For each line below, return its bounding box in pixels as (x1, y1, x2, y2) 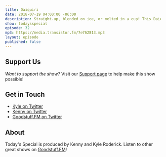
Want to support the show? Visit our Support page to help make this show (5, 71, 156, 77)
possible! (5, 76, 24, 82)
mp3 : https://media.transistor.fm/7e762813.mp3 (5, 30, 105, 35)
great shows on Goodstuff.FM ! (5, 147, 67, 153)
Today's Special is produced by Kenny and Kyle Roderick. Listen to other (5, 141, 153, 147)
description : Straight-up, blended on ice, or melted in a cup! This (5, 16, 152, 21)
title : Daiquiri (5, 7, 39, 12)
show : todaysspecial (5, 21, 48, 26)
